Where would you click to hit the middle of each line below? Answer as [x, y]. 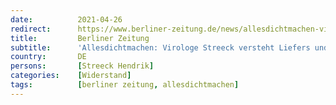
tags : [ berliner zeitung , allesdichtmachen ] [125, 85]
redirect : [31, 29]
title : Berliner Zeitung [80, 38]
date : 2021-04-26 [66, 19]
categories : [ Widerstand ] [71, 76]
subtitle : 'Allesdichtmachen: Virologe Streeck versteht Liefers [160, 47]
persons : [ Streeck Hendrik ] [82, 66]
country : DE [48, 57]
